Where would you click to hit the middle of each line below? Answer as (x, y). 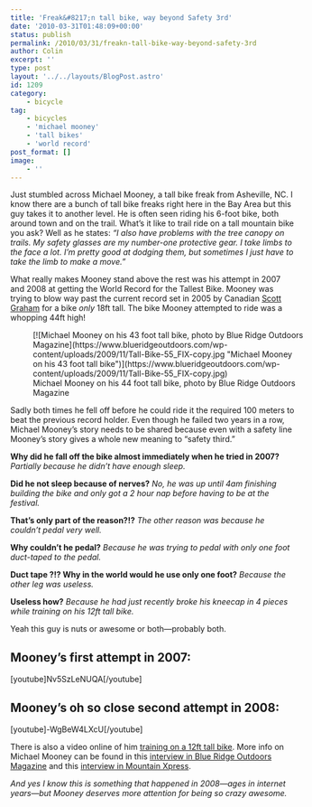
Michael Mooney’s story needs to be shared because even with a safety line (151, 429)
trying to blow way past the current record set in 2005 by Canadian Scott (146, 298)
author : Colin (37, 52)
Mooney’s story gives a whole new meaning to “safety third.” (123, 439)
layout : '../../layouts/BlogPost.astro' (87, 77)
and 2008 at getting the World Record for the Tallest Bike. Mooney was (142, 289)
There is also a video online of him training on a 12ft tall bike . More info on (147, 747)
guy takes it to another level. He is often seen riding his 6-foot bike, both (144, 214)
